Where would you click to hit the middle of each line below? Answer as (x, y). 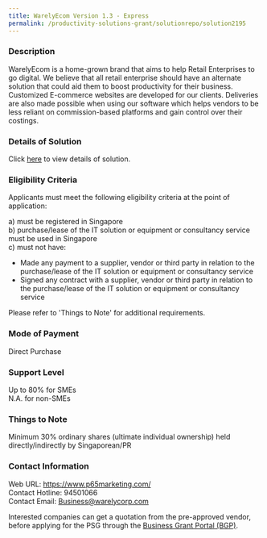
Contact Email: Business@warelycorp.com (78, 501)
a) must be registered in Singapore (66, 222)
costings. (24, 120)
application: (28, 206)
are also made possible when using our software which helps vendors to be (133, 103)
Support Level (36, 372)
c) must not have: (37, 248)
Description (32, 52)
